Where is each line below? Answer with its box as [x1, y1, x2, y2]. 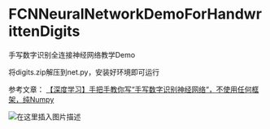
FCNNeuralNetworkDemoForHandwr [8, 5, 263, 24]
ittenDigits [8, 22, 81, 41]
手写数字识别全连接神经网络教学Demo [8, 49, 136, 59]
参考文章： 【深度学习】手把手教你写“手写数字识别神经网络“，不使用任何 [8, 84, 252, 94]
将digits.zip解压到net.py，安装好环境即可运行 [8, 67, 160, 77]
